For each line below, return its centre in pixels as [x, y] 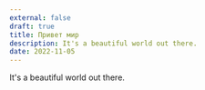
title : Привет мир [44, 35]
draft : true [32, 26]
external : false [40, 18]
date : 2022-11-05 [42, 52]
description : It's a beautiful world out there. [103, 43]
